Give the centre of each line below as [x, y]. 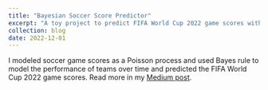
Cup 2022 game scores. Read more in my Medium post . [100, 77]
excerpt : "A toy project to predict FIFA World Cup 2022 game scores [126, 23]
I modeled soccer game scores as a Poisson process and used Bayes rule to [134, 61]
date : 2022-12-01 [37, 38]
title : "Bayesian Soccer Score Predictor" [80, 16]
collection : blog [37, 30]
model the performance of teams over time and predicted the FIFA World [128, 69]
